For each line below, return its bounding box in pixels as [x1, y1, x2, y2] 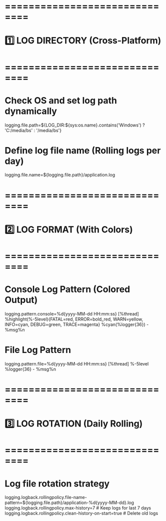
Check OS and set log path [4, 94, 117, 106]
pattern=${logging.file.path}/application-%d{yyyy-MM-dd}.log [4, 499, 134, 505]
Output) [4, 294, 38, 305]
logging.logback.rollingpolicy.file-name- [4, 494, 87, 500]
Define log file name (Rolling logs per [4, 144, 161, 156]
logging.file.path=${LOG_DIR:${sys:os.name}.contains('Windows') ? [4, 122, 145, 128]
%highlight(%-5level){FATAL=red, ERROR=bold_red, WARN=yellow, [4, 316, 143, 322]
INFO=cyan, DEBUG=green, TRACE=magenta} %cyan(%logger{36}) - [4, 321, 149, 327]
